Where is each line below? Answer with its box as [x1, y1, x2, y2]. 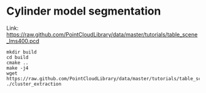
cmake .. [6, 60, 29, 66]
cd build [6, 54, 29, 60]
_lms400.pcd [6, 37, 40, 44]
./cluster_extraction [6, 81, 62, 87]
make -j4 [6, 65, 29, 71]
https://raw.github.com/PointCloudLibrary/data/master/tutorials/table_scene [6, 30, 198, 38]
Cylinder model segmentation [6, 4, 161, 18]
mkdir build [6, 49, 37, 55]
